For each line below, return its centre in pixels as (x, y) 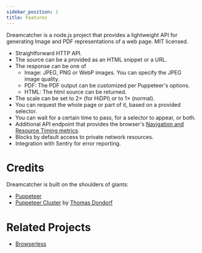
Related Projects (49, 227)
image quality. (42, 79)
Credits (25, 168)
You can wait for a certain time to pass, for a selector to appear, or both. (105, 117)
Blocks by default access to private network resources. (84, 137)
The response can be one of (50, 66)
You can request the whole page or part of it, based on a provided (98, 104)
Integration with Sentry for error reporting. (68, 143)
